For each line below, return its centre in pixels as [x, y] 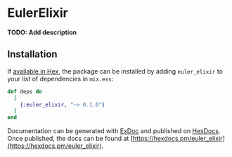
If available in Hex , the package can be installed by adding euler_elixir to [115, 71]
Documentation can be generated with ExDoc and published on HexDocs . [114, 131]
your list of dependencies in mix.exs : [60, 78]
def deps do [25, 91]
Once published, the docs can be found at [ [70, 139]
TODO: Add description [42, 32]
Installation [32, 54]
